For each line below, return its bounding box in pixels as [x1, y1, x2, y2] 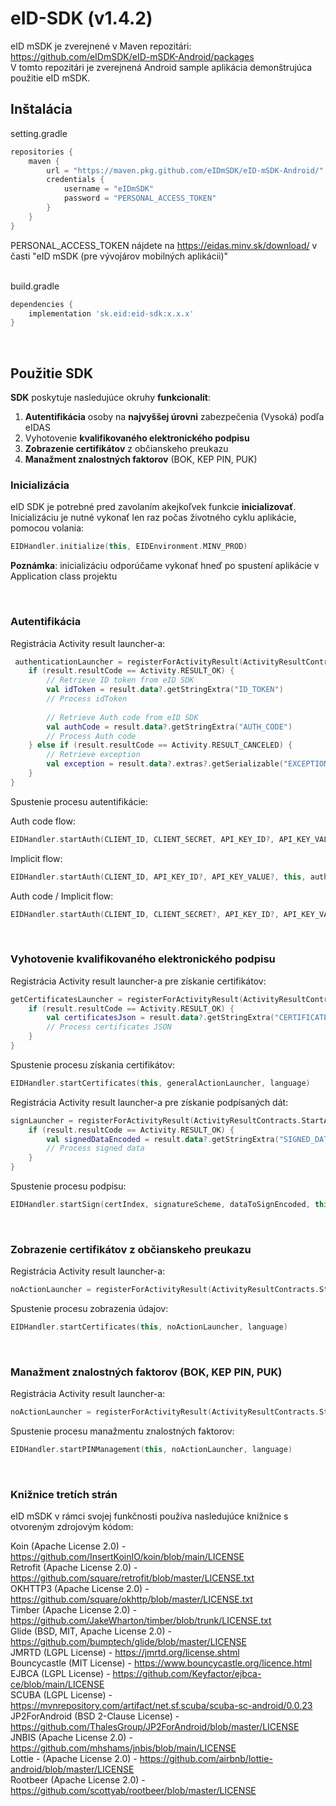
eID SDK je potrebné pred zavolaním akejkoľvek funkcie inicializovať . [10, 501, 297, 513]
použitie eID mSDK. [10, 72, 91, 84]
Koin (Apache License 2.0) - [10, 1540, 127, 1552]
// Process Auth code [46, 731, 137, 741]
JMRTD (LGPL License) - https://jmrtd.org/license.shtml [10, 1647, 240, 1659]
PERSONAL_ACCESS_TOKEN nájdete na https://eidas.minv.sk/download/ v [10, 239, 318, 251]
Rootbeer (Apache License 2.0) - [10, 1774, 146, 1786]
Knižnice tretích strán [10, 1487, 118, 1501]
